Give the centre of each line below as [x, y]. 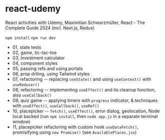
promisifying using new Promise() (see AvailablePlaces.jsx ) [74, 132]
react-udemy [33, 9]
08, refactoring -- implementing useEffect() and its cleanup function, [84, 89]
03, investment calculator [38, 57]
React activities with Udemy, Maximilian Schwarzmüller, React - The [75, 22]
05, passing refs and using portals [47, 68]
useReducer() [26, 85]
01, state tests [27, 47]
